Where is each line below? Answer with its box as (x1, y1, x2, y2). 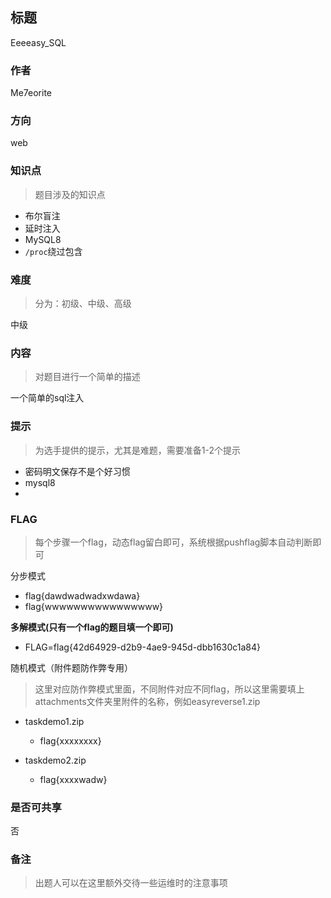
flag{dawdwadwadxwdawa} (24, 589, 141, 602)
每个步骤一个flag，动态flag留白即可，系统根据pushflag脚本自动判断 (34, 536, 313, 548)
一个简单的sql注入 (10, 392, 85, 404)
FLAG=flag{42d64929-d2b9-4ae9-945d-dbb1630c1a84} (24, 641, 261, 653)
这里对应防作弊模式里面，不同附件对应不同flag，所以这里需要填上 (34, 683, 305, 695)
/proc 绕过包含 (24, 245, 83, 257)
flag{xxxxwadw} (39, 773, 108, 785)
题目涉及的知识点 (34, 188, 106, 200)
